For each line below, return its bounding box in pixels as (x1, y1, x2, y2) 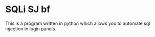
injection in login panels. (5, 25, 57, 31)
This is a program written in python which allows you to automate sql (5, 20, 150, 26)
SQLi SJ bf (5, 4, 51, 15)
